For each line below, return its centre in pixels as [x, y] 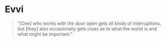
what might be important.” [45, 34]
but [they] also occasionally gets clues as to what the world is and [87, 28]
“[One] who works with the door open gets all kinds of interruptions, [89, 23]
